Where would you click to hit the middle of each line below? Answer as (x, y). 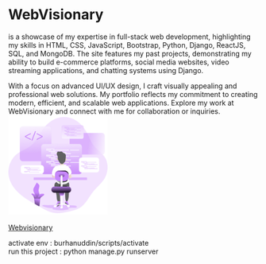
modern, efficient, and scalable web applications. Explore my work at (121, 103)
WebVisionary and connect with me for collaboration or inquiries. (114, 111)
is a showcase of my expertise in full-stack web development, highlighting (130, 37)
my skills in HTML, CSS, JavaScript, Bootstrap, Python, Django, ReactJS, (127, 45)
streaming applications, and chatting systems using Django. (106, 70)
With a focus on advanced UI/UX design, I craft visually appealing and (123, 86)
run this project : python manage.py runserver (83, 251)
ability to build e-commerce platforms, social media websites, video (119, 62)
